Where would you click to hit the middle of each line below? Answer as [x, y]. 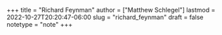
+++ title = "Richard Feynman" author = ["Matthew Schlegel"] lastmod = [111, 10]
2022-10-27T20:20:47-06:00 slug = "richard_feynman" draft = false [105, 17]
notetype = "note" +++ [40, 24]
